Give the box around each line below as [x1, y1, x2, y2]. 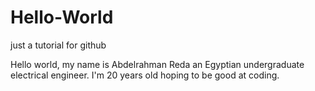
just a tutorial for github [10, 39, 107, 51]
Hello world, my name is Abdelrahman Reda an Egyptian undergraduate [10, 58, 305, 70]
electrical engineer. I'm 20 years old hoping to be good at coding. [10, 69, 280, 81]
